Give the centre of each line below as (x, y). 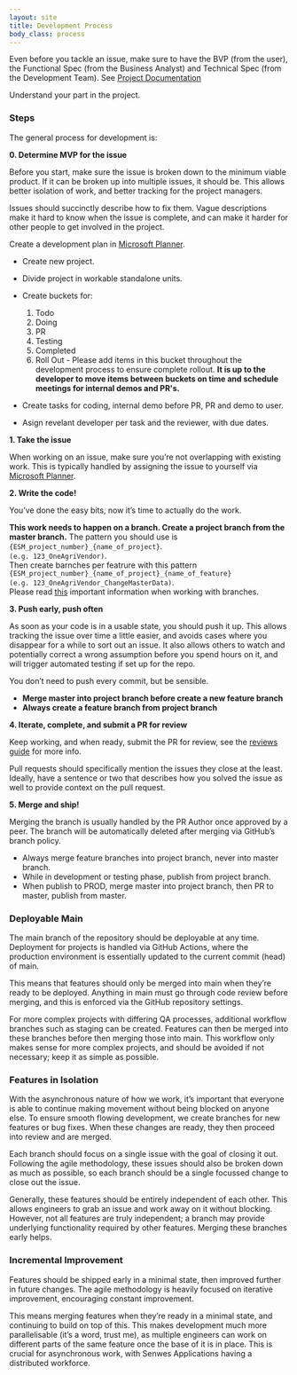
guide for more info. (45, 751)
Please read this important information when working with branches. (134, 592)
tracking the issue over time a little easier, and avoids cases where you (138, 635)
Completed (55, 350)
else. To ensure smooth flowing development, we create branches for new (145, 1118)
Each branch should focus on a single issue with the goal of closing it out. (144, 1154)
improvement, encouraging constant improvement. (102, 1298)
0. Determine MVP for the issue (68, 154)
